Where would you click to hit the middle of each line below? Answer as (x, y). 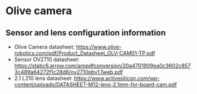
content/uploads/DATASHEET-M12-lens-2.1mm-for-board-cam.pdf (96, 85)
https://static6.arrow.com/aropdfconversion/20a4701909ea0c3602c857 (102, 66)
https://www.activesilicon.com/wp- (117, 78)
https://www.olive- (99, 47)
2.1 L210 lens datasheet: (43, 78)
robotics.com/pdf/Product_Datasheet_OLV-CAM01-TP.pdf (85, 53)
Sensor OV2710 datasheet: (47, 59)
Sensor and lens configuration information (86, 33)
